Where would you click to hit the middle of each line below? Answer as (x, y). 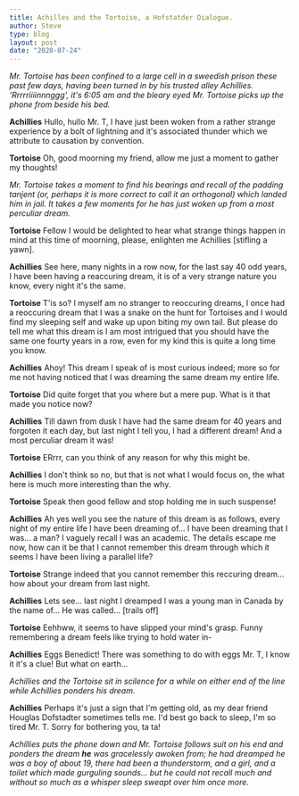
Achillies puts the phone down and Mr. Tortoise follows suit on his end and (146, 744)
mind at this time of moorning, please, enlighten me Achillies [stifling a (138, 240)
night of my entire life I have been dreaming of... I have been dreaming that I (149, 528)
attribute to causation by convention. (77, 141)
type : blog (29, 34)
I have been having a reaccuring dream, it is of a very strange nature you (143, 277)
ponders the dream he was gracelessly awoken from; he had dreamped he (147, 754)
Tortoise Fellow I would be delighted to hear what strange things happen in (147, 231)
